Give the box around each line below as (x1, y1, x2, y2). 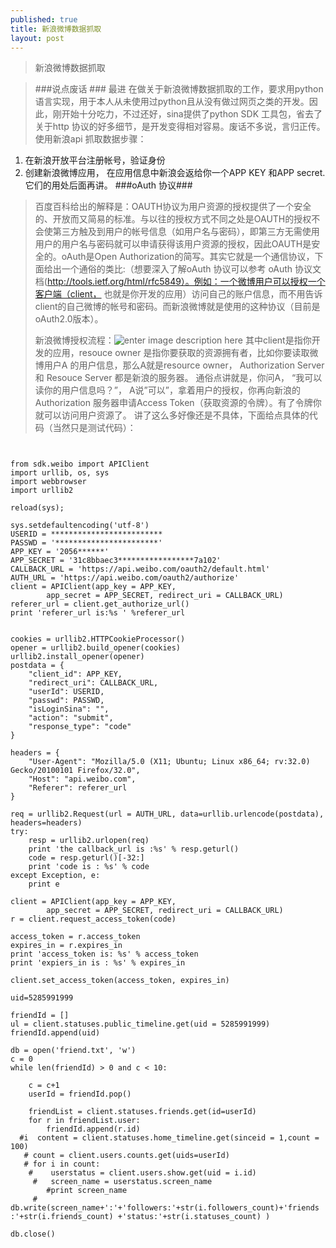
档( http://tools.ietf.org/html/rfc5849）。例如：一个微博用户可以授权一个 (34, 276, 326, 288)
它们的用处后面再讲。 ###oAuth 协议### (24, 179, 193, 191)
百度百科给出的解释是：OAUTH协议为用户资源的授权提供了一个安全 (34, 201, 312, 213)
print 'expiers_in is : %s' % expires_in (10, 958, 186, 968)
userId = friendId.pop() (28, 1089, 132, 1100)
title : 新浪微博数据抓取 (10, 24, 102, 34)
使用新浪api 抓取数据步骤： (34, 133, 147, 145)
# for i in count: (23, 1159, 101, 1170)
